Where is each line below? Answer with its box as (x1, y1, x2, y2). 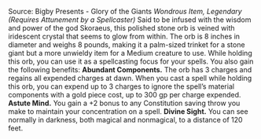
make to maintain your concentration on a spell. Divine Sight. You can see (8, 107, 249, 116)
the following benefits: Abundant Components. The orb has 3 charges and (8, 65, 252, 74)
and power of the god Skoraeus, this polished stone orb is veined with (8, 24, 235, 32)
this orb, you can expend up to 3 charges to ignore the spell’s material (8, 82, 234, 91)
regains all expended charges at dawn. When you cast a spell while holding (8, 74, 252, 82)
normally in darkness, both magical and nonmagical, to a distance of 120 (8, 115, 243, 124)
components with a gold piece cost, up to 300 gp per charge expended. (8, 90, 241, 99)
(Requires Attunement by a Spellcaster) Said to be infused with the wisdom (8, 15, 252, 24)
